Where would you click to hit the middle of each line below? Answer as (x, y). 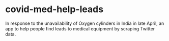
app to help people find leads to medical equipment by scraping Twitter (80, 28)
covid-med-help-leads (54, 9)
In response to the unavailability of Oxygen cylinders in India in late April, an (85, 23)
